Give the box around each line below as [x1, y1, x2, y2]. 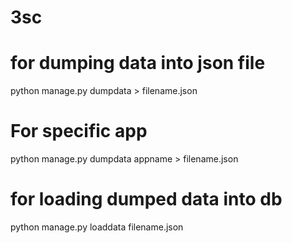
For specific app [10, 120, 148, 143]
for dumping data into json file [10, 52, 266, 75]
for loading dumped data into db [10, 188, 283, 211]
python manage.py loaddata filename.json [10, 221, 184, 233]
